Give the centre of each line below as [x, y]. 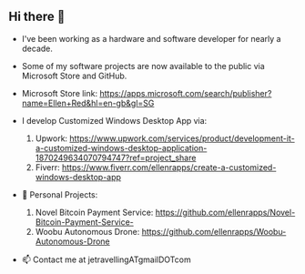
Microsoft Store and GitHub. [74, 76]
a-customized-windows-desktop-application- [121, 147]
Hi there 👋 [37, 17]
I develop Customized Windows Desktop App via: [114, 120]
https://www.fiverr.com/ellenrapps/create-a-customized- [169, 167]
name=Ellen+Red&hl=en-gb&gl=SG [88, 103]
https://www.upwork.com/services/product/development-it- [182, 138]
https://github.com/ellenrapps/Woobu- [214, 231]
